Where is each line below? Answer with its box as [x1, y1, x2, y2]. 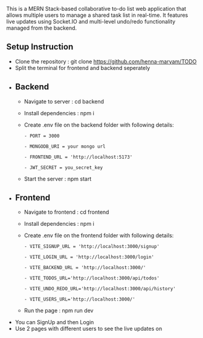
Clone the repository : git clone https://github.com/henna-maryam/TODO [14, 57, 197, 65]
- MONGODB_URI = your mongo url [24, 143, 106, 150]
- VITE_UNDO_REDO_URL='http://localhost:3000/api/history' [24, 286, 176, 292]
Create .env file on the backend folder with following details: [24, 121, 174, 129]
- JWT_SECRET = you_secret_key [24, 164, 103, 171]
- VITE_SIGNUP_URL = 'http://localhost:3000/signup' [24, 244, 160, 250]
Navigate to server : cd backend [24, 98, 105, 105]
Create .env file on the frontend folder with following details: [24, 232, 174, 239]
